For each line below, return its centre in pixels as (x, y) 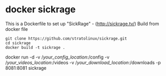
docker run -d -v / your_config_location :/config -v (57, 57)
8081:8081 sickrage (26, 68)
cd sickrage (18, 43)
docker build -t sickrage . (35, 47)
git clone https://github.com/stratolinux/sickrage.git (66, 39)
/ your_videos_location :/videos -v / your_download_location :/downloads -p (83, 62)
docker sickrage (40, 9)
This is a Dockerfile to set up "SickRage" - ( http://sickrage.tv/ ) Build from (82, 24)
